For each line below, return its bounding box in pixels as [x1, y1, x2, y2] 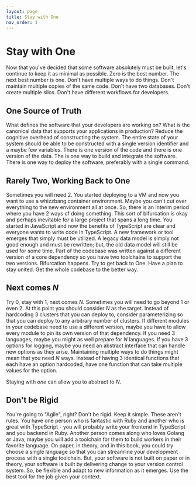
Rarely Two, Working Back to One [6, 176, 130, 186]
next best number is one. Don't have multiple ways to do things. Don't [6, 77, 174, 84]
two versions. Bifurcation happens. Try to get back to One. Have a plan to [6, 259, 183, 266]
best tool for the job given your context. [6, 473, 101, 480]
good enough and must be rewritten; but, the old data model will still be [6, 241, 178, 248]
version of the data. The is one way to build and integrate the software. [6, 153, 177, 160]
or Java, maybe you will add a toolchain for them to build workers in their [6, 436, 182, 443]
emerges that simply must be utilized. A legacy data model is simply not [6, 235, 179, 242]
